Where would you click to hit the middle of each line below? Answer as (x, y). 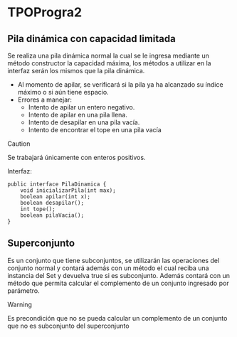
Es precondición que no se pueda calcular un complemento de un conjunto (117, 318)
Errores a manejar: (45, 100)
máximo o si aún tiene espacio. (63, 92)
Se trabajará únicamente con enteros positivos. (77, 157)
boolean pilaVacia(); (52, 215)
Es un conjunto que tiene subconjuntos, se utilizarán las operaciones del (114, 260)
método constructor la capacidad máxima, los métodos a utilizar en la (109, 63)
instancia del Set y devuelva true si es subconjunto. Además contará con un (118, 275)
